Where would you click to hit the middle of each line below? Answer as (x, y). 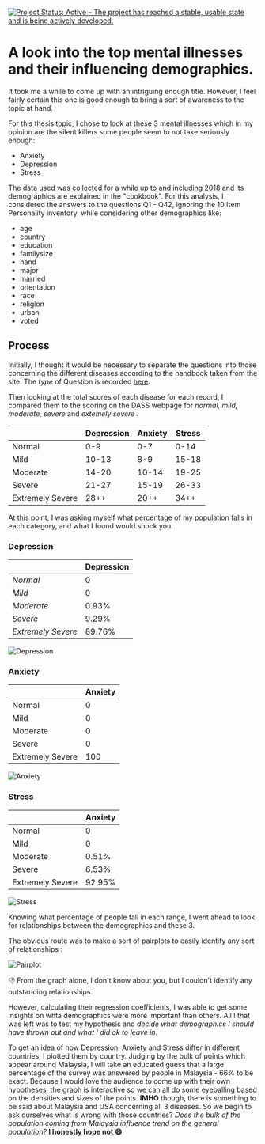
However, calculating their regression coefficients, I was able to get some (128, 1007)
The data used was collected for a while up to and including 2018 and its (126, 188)
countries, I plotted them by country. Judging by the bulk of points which (127, 1055)
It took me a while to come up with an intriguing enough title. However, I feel (132, 91)
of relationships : (36, 949)
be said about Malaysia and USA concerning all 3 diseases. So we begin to (130, 1106)
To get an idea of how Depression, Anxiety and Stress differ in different (124, 1047)
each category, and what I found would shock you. (91, 525)
